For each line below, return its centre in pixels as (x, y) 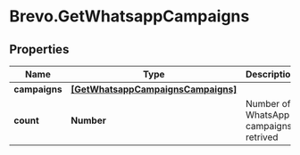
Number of (268, 104)
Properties (39, 49)
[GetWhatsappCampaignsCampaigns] (154, 89)
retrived (262, 137)
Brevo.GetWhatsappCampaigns (129, 16)
